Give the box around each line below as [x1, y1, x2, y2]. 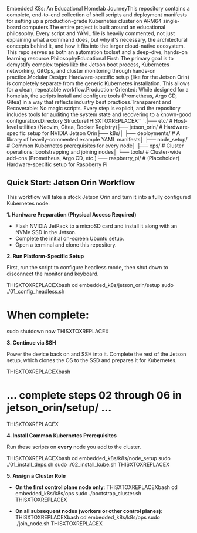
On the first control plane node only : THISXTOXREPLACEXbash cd [15, 484, 178, 491]
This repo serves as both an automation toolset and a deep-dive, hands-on [6, 49, 188, 55]
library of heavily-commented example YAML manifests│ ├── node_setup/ [6, 136, 188, 143]
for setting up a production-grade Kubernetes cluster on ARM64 [6, 18, 162, 24]
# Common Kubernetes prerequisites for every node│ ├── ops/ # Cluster [6, 142, 184, 149]
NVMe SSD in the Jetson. [15, 228, 77, 235]
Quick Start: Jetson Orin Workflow [6, 178, 135, 188]
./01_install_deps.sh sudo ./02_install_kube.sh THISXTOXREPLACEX [6, 461, 170, 468]
